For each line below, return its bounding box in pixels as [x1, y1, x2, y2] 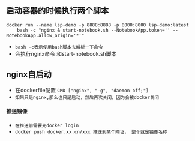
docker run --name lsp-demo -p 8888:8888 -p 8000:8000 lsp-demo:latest [6, 22, 189, 28]
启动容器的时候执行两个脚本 [6, 5, 109, 16]
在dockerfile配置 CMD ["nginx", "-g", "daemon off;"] [14, 86, 149, 94]
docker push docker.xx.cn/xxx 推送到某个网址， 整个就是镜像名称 [14, 128, 167, 135]
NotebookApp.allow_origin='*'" [6, 32, 85, 38]
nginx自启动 [6, 70, 52, 80]
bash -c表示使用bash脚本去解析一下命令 [14, 44, 103, 50]
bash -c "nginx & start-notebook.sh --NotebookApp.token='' [17, 27, 170, 33]
